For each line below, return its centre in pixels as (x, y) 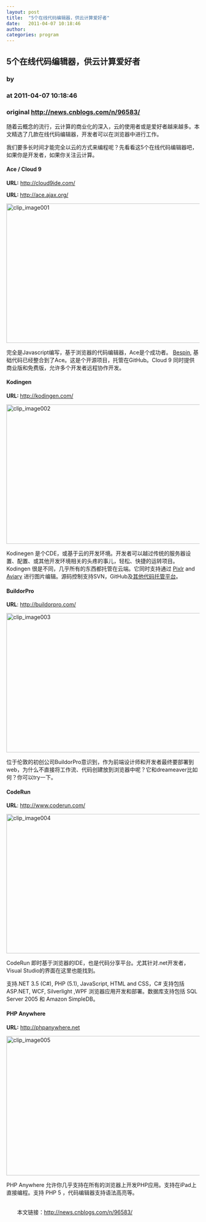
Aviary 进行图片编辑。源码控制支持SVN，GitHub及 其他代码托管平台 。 (94, 577)
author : (16, 29)
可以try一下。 (39, 778)
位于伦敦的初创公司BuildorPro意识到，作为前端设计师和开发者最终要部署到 (100, 762)
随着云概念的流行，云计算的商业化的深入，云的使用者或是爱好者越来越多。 (100, 126)
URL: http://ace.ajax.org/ (37, 195)
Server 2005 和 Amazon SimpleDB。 (52, 999)
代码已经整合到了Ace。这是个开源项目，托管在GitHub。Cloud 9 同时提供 (103, 360)
